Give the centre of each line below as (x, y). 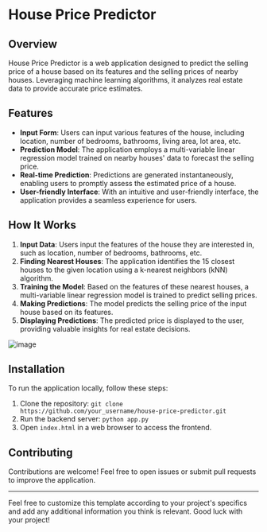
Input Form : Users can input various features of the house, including (132, 132)
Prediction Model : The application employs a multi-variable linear (128, 150)
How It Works (43, 225)
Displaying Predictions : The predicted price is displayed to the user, (132, 320)
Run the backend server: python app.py (84, 419)
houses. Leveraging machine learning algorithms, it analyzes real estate (126, 80)
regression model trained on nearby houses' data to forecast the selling (137, 157)
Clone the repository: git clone (71, 404)
